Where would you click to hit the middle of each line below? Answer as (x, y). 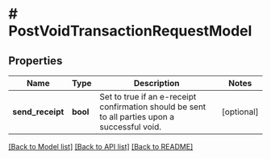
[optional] (240, 112)
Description (156, 83)
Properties (35, 61)
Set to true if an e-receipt (148, 97)
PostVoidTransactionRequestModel (130, 31)
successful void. (131, 127)
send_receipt (38, 112)
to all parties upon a (137, 117)
